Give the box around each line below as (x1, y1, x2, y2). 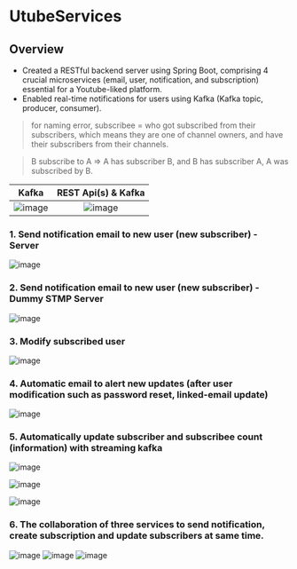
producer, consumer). (21, 103, 102, 113)
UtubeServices (9, 6, 122, 27)
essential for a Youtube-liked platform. (21, 84, 162, 94)
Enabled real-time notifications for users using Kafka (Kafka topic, (21, 93, 263, 104)
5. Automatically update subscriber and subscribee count (9, 431, 263, 443)
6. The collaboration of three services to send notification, (9, 518, 265, 531)
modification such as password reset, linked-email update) (9, 388, 269, 400)
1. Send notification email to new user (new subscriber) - (9, 228, 258, 241)
